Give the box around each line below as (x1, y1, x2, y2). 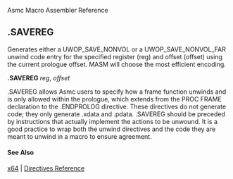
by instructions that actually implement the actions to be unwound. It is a (7, 117, 218, 125)
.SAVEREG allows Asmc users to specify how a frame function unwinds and (7, 87, 227, 96)
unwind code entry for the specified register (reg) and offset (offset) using (7, 52, 223, 61)
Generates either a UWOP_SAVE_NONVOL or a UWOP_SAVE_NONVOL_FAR (7, 45, 227, 54)
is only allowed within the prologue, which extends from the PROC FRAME (7, 94, 222, 103)
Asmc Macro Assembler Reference (7, 6, 108, 14)
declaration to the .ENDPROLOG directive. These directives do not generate (7, 102, 227, 111)
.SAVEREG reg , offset (7, 73, 70, 82)
